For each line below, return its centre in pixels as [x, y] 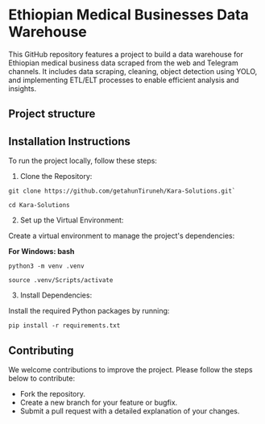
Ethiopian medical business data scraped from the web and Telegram [124, 63]
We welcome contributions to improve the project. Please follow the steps [130, 369]
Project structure [52, 114]
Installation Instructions [70, 141]
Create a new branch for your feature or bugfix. [99, 402]
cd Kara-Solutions [39, 206]
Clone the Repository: [56, 177]
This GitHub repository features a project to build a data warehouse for [126, 54]
